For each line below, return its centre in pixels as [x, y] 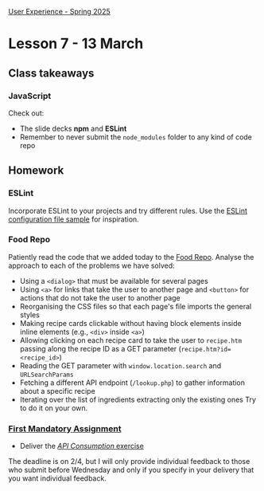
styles [29, 315]
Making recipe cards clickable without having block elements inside [130, 323]
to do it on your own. [54, 408]
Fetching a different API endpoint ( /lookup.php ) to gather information [132, 383]
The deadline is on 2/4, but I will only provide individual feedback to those [129, 462]
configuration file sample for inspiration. [74, 219]
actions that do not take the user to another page [100, 297]
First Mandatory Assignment [65, 428]
